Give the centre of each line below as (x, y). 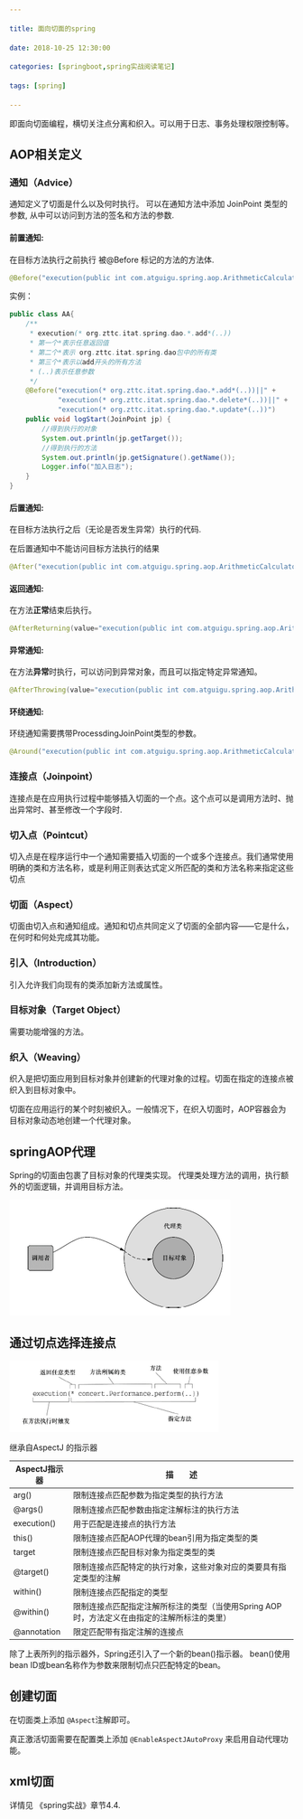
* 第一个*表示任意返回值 (69, 344)
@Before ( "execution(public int (68, 278)
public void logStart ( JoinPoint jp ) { (98, 419)
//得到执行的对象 (69, 429)
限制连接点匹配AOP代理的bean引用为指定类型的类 (166, 1538)
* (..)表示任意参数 (62, 372)
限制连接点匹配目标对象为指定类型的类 (145, 1552)
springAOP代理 (53, 1151)
